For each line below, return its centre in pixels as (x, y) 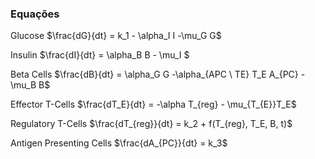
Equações (35, 14)
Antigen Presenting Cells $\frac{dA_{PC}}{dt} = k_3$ (119, 143)
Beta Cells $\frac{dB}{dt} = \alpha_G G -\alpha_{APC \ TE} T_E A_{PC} (154, 74)
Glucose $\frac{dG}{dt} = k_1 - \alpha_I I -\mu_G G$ (116, 36)
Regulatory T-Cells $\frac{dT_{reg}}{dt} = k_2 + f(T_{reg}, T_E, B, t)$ (151, 124)
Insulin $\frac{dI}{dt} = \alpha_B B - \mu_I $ (100, 55)
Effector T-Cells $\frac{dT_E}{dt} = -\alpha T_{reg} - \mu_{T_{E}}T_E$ (153, 104)
